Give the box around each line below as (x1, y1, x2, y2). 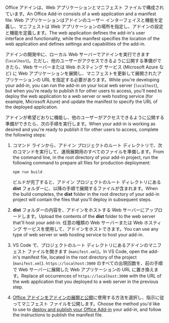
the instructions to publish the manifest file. (12, 312, 103, 318)
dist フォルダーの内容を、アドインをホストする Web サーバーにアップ (12, 207, 158, 213)
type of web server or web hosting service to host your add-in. (12, 232, 144, 237)
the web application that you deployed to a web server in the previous (12, 278, 158, 284)
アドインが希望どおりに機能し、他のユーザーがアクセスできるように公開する (5, 115, 164, 120)
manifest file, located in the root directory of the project (21, 254, 137, 260)
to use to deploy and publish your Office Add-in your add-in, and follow (12, 306, 162, 312)
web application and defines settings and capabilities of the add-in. (5, 41, 146, 47)
